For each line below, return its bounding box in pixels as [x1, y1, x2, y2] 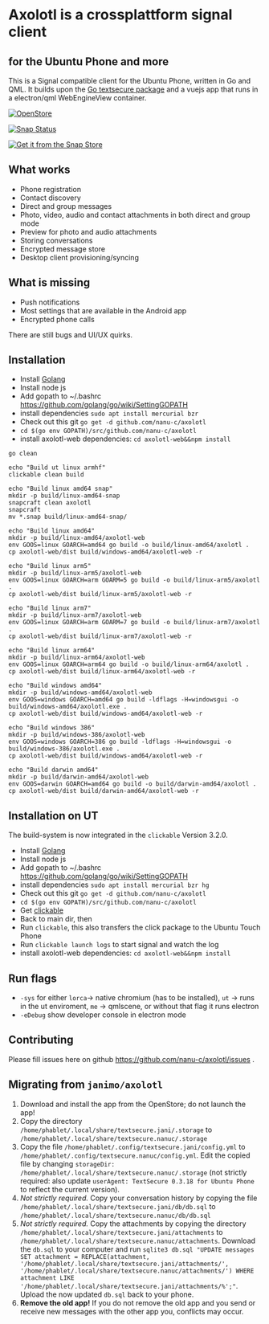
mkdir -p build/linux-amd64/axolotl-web [8, 534, 146, 542]
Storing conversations [19, 235, 93, 245]
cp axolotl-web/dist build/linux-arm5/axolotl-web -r [8, 590, 193, 599]
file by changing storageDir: [19, 1158, 115, 1168]
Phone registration [19, 184, 82, 194]
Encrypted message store [19, 243, 106, 254]
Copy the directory [19, 1116, 83, 1126]
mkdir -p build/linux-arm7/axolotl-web [8, 611, 142, 619]
